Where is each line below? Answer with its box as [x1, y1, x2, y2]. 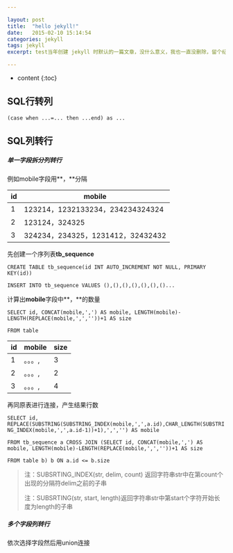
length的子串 [36, 502, 74, 511]
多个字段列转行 [7, 520, 50, 528]
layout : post [7, 16, 45, 23]
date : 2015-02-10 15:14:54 [7, 29, 92, 36]
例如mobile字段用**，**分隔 [7, 175, 88, 183]
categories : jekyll [7, 35, 64, 42]
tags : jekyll [7, 42, 45, 49]
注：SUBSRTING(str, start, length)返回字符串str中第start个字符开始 [24, 494, 215, 502]
